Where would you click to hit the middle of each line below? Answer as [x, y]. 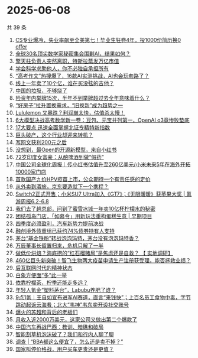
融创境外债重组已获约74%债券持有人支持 [65, 230]
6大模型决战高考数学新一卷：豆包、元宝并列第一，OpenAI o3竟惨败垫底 [102, 120]
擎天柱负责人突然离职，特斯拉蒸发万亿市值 [67, 61]
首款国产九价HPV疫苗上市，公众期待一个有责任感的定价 [83, 179]
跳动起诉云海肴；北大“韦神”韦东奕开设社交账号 [72, 304]
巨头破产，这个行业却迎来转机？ [54, 135]
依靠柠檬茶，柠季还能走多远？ [51, 282]
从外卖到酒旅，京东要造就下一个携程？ [62, 186]
